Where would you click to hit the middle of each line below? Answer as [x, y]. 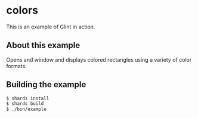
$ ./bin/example [26, 109]
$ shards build [25, 104]
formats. [16, 66]
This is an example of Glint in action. [51, 27]
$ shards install [28, 98]
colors [22, 10]
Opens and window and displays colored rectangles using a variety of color [99, 59]
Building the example [46, 84]
